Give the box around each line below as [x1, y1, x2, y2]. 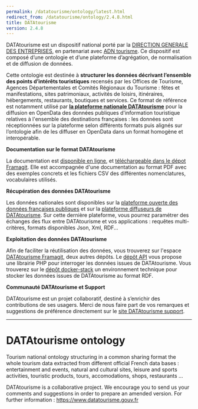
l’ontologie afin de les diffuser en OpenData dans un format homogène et [6, 128, 184, 135]
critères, [6, 224, 27, 231]
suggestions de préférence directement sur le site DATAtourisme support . [6, 308, 185, 315]
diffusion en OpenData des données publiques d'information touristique [6, 109, 180, 116]
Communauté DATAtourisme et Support [6, 284, 105, 291]
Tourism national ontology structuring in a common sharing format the [6, 353, 176, 361]
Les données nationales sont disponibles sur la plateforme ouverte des [6, 199, 179, 206]
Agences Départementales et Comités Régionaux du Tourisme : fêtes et [6, 84, 180, 92]
